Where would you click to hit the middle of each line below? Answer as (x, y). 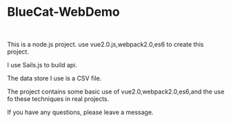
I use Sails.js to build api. (42, 65)
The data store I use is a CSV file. (54, 78)
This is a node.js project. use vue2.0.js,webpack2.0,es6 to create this (106, 44)
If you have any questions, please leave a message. (80, 112)
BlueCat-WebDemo (64, 12)
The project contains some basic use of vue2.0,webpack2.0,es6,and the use (116, 91)
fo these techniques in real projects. (58, 99)
